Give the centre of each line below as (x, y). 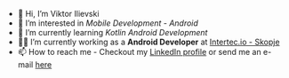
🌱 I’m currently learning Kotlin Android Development (112, 32)
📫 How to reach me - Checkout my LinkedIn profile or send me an (139, 52)
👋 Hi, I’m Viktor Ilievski (58, 14)
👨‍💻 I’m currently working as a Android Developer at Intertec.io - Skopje (149, 42)
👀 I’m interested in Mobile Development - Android (108, 23)
